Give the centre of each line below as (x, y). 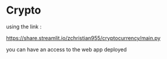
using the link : (24, 27)
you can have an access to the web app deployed (66, 49)
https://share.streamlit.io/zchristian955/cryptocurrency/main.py (83, 38)
